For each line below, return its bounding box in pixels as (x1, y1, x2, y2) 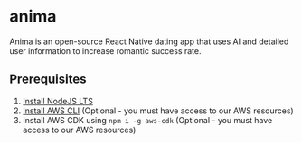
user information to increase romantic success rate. (9, 45, 202, 56)
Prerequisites (9, 72, 87, 87)
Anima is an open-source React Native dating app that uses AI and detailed (9, 36, 289, 47)
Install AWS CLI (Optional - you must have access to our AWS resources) (22, 105, 294, 116)
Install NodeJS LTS (22, 95, 93, 106)
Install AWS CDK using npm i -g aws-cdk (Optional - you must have (22, 114, 273, 125)
